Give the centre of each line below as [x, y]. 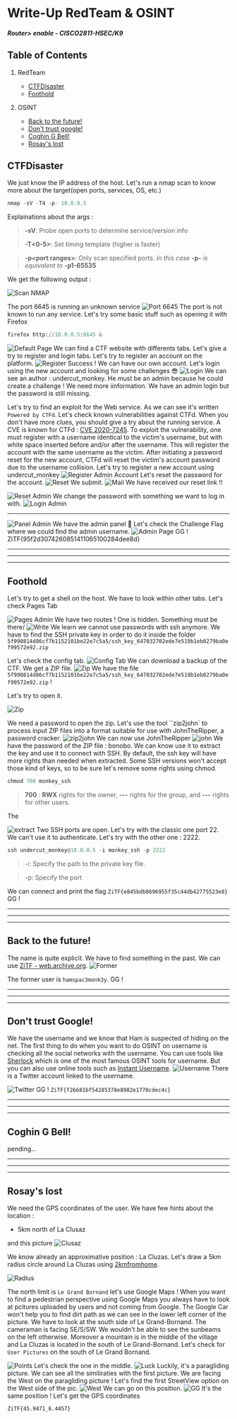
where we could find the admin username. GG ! [98, 532]
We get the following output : [49, 279]
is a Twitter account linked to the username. [71, 1076]
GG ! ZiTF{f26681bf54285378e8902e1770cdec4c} [104, 1090]
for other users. [47, 802]
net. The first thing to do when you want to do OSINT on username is [108, 1046]
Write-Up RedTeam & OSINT [91, 13]
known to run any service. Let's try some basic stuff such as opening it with [117, 314]
